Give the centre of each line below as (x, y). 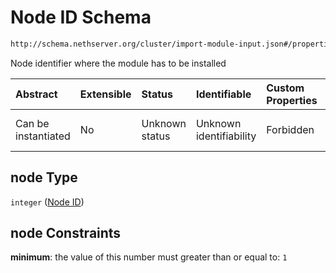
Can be (32, 123)
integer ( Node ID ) (47, 202)
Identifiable (223, 94)
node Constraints (66, 233)
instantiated (43, 136)
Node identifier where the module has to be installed (118, 63)
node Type (44, 177)
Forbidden (290, 129)
